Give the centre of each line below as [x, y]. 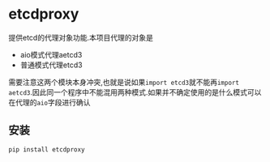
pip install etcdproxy [47, 149]
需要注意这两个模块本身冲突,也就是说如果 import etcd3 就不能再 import [124, 82]
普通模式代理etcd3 [51, 65]
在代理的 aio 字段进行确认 [49, 102]
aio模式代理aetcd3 [51, 54]
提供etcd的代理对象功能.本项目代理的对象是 [81, 37]
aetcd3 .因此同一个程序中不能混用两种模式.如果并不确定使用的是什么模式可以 [135, 92]
